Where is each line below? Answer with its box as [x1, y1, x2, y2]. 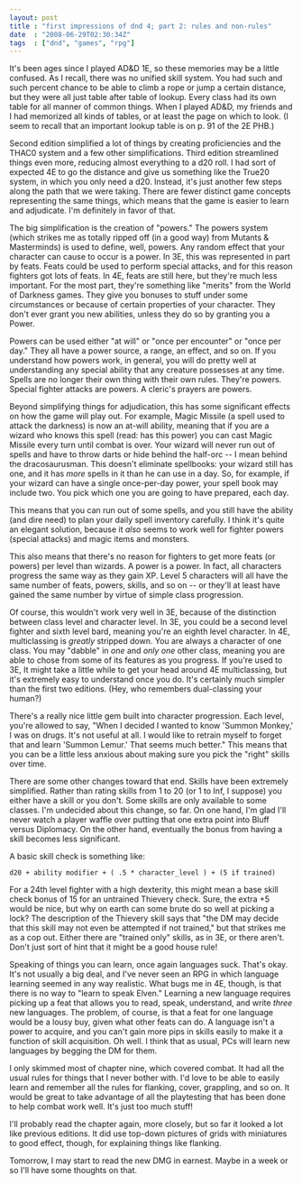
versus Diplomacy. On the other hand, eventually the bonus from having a [9, 824, 283, 835]
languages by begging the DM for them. [9, 1045, 158, 1056]
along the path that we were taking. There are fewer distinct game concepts [9, 186, 291, 197]
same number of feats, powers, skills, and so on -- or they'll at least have [9, 580, 281, 591]
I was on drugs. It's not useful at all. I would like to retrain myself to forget [9, 730, 282, 740]
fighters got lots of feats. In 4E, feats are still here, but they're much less [9, 271, 278, 281]
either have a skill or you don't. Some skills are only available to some [9, 795, 268, 806]
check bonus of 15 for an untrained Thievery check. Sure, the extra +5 [9, 894, 270, 904]
